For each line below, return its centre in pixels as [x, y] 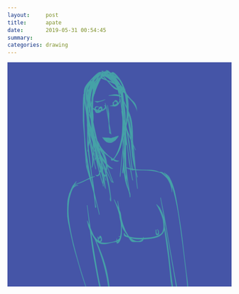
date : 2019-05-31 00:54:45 [57, 30]
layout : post [33, 15]
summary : [20, 38]
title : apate [34, 22]
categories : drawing [38, 45]
